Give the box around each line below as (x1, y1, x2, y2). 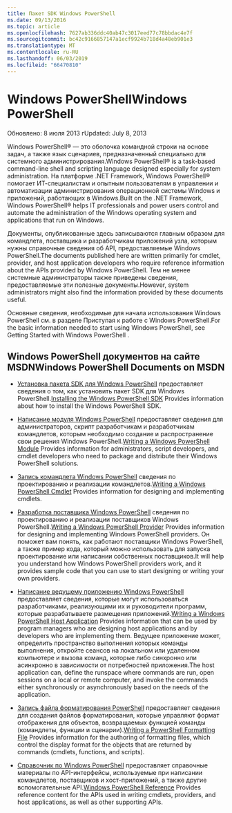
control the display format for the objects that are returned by (17, 740, 192, 749)
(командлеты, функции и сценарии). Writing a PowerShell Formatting (17, 726, 215, 734)
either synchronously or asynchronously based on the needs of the (17, 683, 209, 691)
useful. (7, 295, 27, 303)
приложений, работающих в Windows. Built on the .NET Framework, (7, 194, 204, 202)
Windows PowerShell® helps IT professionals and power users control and (7, 201, 219, 209)
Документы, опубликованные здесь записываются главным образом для (7, 229, 225, 237)
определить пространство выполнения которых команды (17, 639, 188, 647)
